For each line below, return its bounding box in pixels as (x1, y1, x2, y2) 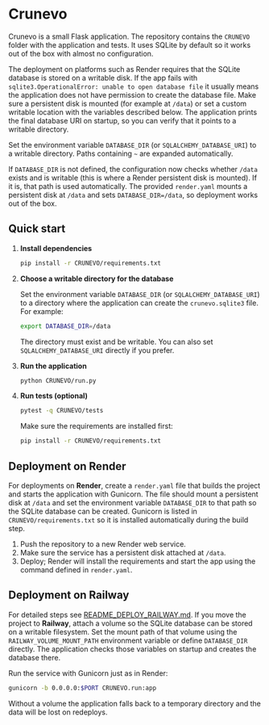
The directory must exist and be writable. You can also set (19, 337, 213, 346)
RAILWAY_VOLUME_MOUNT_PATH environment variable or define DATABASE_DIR (8, 635, 248, 645)
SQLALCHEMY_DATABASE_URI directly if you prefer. (19, 345, 175, 355)
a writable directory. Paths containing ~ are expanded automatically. (8, 149, 234, 158)
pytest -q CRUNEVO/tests (19, 407, 104, 415)
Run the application (19, 361, 87, 371)
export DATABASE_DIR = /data (19, 322, 111, 330)
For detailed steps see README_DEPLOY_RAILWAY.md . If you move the (8, 610, 247, 619)
